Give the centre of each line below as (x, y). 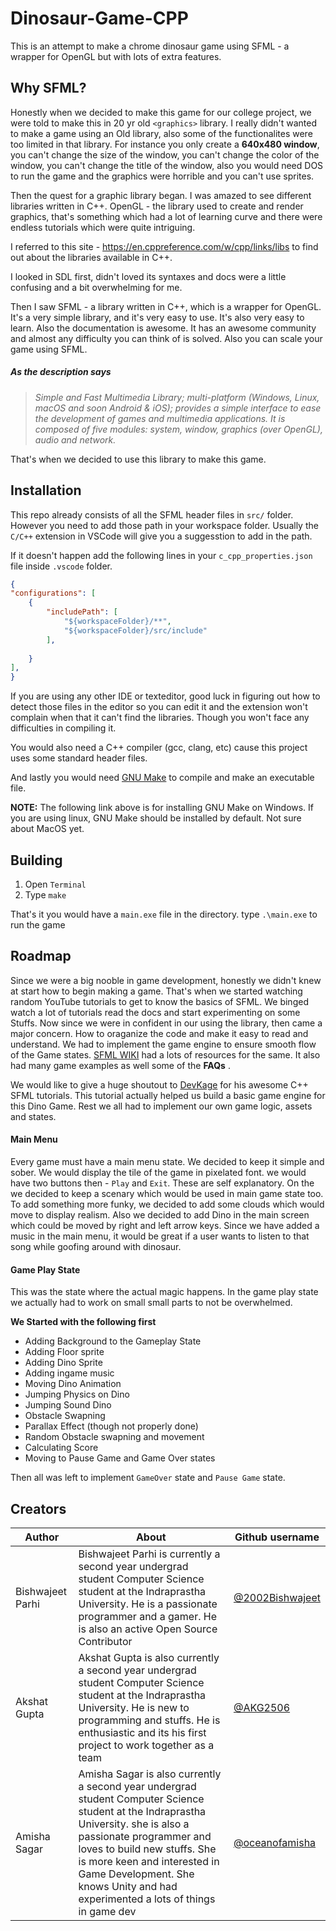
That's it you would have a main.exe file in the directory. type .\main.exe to (164, 914)
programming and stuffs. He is (149, 1720)
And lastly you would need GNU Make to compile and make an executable (162, 778)
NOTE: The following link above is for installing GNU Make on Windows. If (162, 808)
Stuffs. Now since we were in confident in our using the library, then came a (166, 1023)
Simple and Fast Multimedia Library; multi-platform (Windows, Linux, (177, 397)
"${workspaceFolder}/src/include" (135, 630)
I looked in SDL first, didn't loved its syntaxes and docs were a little (148, 276)
